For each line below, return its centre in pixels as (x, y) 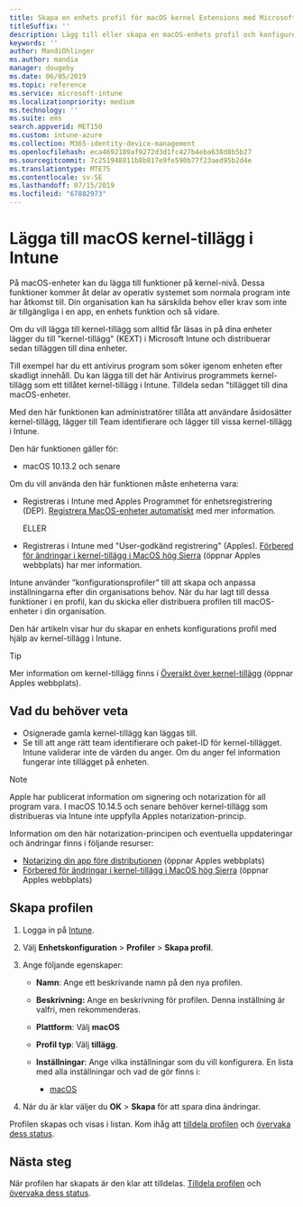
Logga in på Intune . (58, 930)
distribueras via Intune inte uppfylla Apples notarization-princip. (128, 816)
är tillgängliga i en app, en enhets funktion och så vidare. (115, 311)
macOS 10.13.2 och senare (71, 466)
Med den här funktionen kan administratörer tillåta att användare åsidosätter (151, 412)
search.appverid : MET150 (56, 127)
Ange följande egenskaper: (73, 965)
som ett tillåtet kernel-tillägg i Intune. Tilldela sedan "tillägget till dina (161, 385)
